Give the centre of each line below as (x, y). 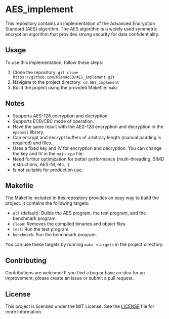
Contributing (26, 260)
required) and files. (32, 143)
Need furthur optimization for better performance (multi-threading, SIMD (88, 159)
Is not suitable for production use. (48, 170)
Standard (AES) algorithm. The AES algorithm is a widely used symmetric (81, 28)
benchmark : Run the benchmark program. (55, 235)
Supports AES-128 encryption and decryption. (61, 116)
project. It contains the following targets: (47, 203)
